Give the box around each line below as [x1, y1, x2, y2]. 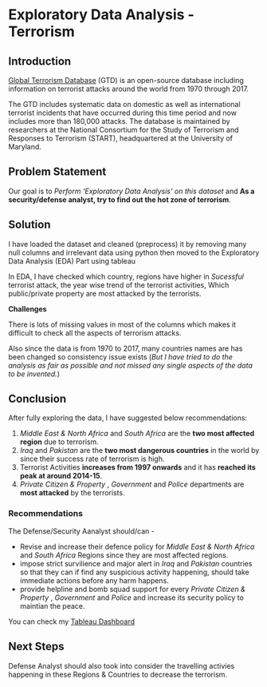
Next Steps [8, 640, 65, 653]
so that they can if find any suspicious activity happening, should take [19, 567, 249, 577]
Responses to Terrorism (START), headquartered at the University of [8, 133, 234, 143]
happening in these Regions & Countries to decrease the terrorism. [8, 669, 228, 679]
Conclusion [8, 392, 67, 406]
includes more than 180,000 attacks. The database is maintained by [8, 117, 230, 125]
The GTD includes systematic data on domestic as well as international [8, 100, 241, 109]
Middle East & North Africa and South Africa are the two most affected [19, 429, 255, 439]
